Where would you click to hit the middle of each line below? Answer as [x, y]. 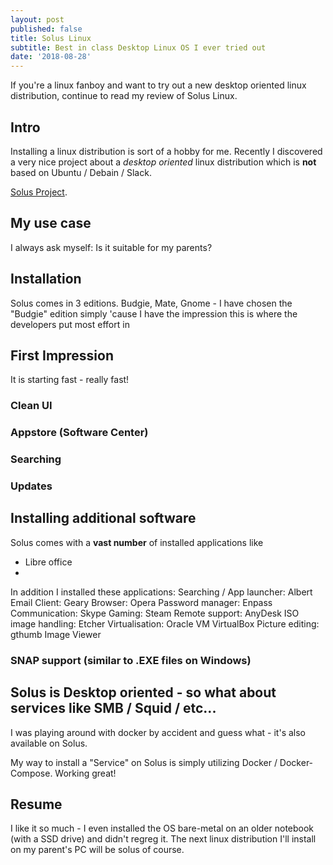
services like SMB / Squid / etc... [113, 708]
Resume [36, 804]
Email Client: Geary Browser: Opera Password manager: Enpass [141, 602]
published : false [46, 29]
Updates [31, 486]
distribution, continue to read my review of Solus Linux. [124, 96]
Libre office [48, 562]
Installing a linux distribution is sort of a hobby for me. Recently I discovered [166, 151]
